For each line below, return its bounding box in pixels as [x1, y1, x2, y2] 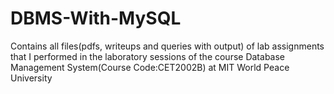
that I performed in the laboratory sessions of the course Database [10, 50, 286, 62]
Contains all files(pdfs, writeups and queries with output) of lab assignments [10, 40, 325, 52]
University [10, 72, 53, 84]
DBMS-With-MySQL [10, 7, 182, 30]
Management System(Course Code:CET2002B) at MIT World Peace [10, 61, 290, 73]
